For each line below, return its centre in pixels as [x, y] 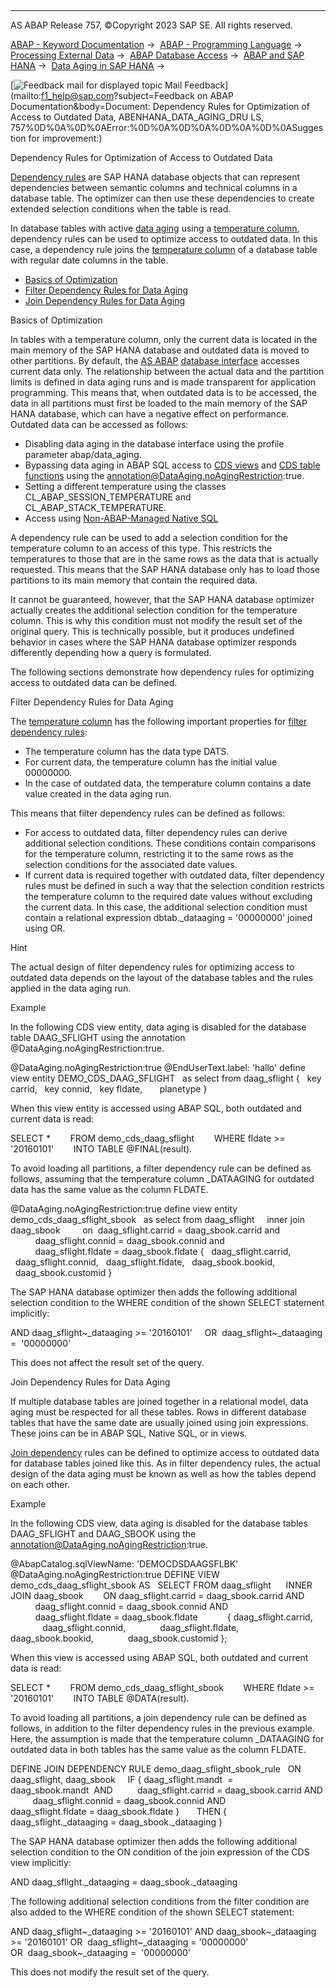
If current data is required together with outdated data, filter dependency [174, 875]
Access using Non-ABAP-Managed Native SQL [121, 518]
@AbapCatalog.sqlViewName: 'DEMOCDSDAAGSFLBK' [124, 1564]
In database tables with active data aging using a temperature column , [155, 228]
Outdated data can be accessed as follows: [99, 424]
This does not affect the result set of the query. [107, 1362]
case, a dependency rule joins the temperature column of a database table [164, 249]
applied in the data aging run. [71, 988]
